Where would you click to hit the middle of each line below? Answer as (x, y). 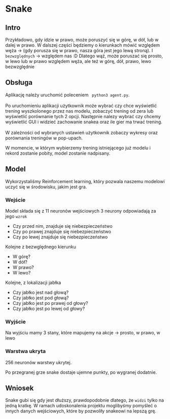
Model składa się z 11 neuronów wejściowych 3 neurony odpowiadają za (81, 211)
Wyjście (16, 322)
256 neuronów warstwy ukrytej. (39, 362)
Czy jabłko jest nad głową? (41, 292)
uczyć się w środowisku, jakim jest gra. (46, 187)
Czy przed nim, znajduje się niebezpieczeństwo (62, 226)
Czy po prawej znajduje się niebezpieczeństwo (62, 231)
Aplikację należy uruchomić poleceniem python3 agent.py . (67, 95)
